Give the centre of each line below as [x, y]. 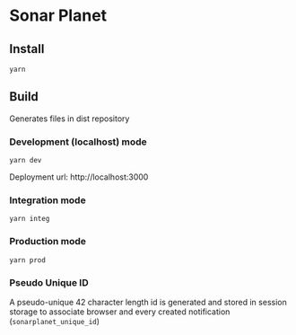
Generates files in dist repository [70, 119]
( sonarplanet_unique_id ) [55, 321]
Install [27, 49]
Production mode [48, 242]
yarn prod [28, 260]
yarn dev [26, 161]
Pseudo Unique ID [49, 282]
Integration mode [48, 200]
